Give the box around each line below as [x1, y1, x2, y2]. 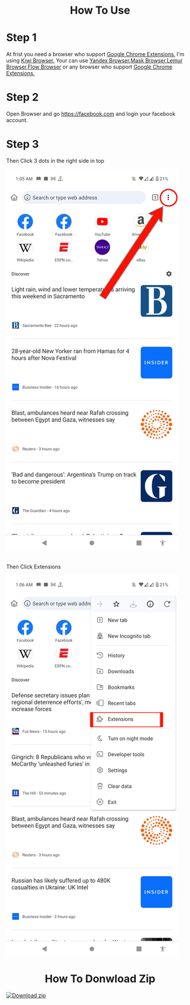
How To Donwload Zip [44, 972, 156, 986]
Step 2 [6, 91, 39, 104]
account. [6, 117, 28, 124]
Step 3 [6, 138, 39, 151]
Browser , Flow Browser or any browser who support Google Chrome [6, 63, 173, 70]
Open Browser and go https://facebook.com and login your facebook [6, 110, 176, 117]
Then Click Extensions [6, 563, 61, 570]
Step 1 [6, 31, 37, 45]
